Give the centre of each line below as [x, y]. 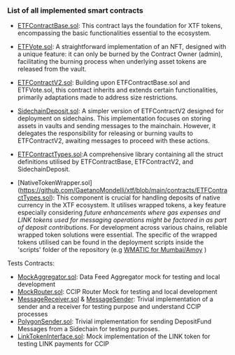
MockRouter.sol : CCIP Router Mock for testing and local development [117, 292]
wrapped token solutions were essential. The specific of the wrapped [117, 235]
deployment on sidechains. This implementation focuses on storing [114, 118]
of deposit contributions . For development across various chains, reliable [122, 228]
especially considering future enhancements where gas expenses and [119, 213]
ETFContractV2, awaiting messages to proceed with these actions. [113, 141]
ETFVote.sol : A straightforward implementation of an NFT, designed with [122, 47]
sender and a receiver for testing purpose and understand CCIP [109, 307]
